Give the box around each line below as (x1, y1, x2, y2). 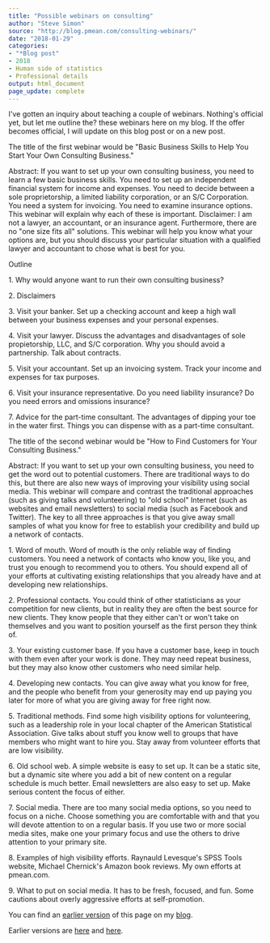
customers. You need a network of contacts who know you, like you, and (8, 554, 251, 563)
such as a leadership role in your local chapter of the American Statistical (8, 720, 252, 729)
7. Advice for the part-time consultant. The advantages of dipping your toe (8, 412, 256, 422)
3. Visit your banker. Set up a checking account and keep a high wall (8, 307, 236, 316)
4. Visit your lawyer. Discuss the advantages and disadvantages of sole (8, 331, 246, 341)
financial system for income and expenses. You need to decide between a (8, 184, 255, 193)
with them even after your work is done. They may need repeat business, (8, 654, 252, 664)
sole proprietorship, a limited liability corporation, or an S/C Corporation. (8, 192, 249, 202)
